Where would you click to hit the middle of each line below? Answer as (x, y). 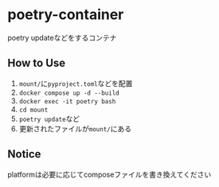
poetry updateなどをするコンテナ (62, 37)
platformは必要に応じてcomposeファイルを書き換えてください (109, 174)
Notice (24, 154)
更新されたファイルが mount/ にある (75, 128)
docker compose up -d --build (69, 93)
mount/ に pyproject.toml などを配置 (76, 83)
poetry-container (66, 15)
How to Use (37, 63)
